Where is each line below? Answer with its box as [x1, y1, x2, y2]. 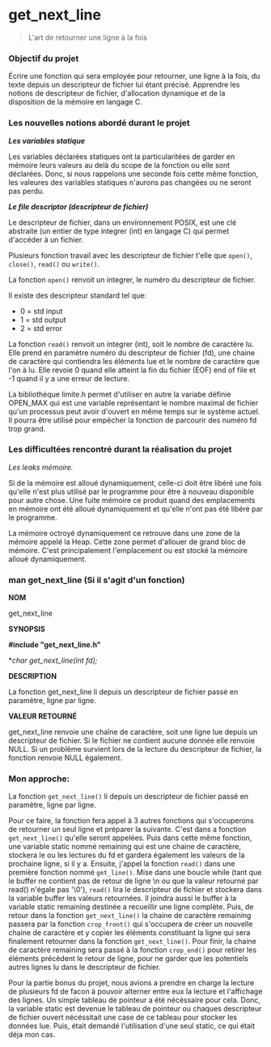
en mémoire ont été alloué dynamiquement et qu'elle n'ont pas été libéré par [8, 504, 263, 513]
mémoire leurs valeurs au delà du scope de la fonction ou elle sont [8, 160, 231, 169]
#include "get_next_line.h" [8, 640, 101, 650]
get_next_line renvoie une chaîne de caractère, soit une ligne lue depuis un [8, 727, 258, 737]
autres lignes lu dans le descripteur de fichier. [8, 963, 161, 972]
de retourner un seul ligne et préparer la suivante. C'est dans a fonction [8, 825, 247, 835]
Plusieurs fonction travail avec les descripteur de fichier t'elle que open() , [8, 250, 252, 260]
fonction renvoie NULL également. [8, 753, 123, 763]
